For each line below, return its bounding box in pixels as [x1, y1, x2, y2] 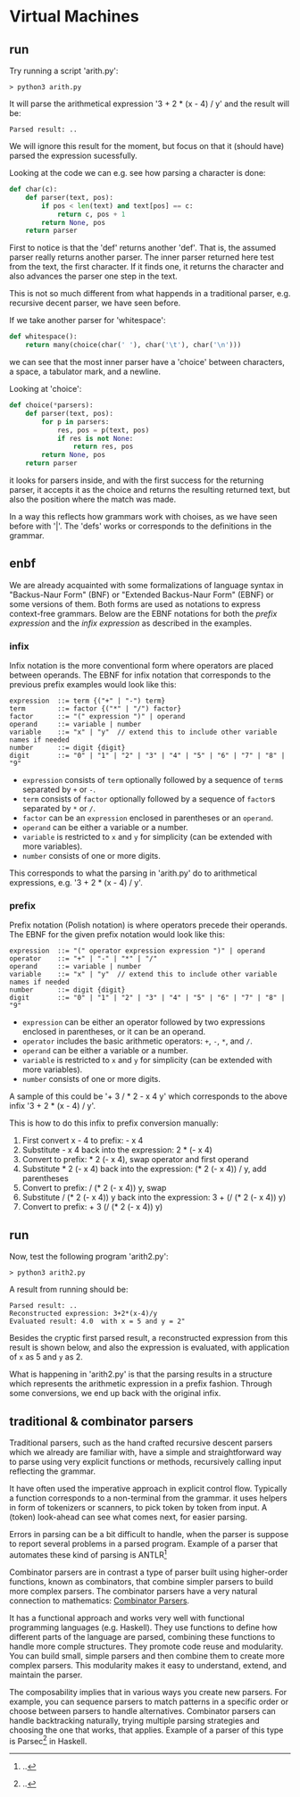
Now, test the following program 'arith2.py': [9, 1252, 169, 1262]
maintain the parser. [9, 1669, 83, 1680]
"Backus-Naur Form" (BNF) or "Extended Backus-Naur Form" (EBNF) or [9, 589, 274, 600]
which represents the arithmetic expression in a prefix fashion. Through [9, 1378, 272, 1389]
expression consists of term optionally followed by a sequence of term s [21, 775, 284, 786]
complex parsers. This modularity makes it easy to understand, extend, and [9, 1660, 287, 1670]
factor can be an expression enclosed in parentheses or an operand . [21, 812, 274, 823]
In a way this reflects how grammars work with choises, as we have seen [9, 512, 278, 521]
